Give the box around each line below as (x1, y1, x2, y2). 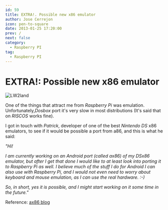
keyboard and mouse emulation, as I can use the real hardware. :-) (5, 174, 145, 180)
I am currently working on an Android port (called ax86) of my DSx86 (5, 153, 150, 159)
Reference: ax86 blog (5, 199, 50, 205)
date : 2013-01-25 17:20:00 (5, 26, 62, 31)
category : (5, 40, 26, 45)
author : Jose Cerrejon (5, 17, 53, 22)
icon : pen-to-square (5, 21, 49, 27)
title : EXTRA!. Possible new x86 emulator (5, 12, 96, 17)
